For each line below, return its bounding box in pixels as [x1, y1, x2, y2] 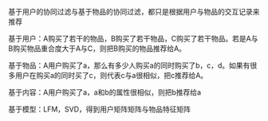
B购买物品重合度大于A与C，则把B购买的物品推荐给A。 [8, 44, 186, 53]
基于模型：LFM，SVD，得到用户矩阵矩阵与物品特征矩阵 [8, 104, 191, 114]
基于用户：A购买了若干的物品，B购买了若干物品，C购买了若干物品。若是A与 [8, 34, 258, 43]
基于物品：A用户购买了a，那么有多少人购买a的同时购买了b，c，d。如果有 [8, 60, 250, 70]
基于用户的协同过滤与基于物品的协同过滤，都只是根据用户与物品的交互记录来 [8, 7, 260, 16]
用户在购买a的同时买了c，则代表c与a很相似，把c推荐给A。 [14, 71, 208, 80]
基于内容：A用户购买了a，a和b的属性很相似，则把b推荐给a [8, 88, 202, 97]
